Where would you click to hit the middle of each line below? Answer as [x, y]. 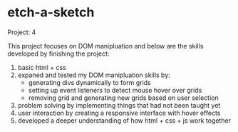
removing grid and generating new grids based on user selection [123, 98]
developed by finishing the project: [58, 54]
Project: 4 [22, 32]
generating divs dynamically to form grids [89, 82]
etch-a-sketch [51, 12]
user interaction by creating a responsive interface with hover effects [119, 113]
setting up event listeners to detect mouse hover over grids [115, 90]
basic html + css [42, 67]
